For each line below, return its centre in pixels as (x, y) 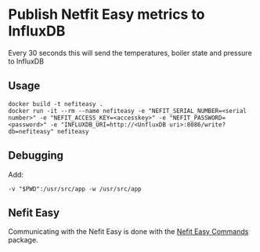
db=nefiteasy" (31, 131)
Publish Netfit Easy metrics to (107, 15)
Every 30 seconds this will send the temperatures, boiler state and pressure (130, 53)
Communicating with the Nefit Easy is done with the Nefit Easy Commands (128, 232)
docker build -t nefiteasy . (56, 104)
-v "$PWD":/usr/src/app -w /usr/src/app (75, 189)
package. (23, 240)
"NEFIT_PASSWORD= (197, 118)
